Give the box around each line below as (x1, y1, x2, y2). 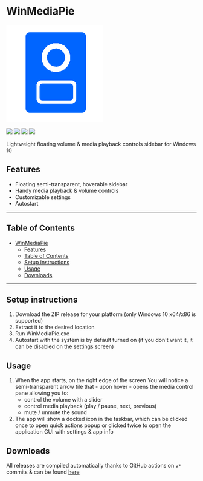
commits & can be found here (6, 468, 80, 476)
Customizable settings (14, 193, 71, 201)
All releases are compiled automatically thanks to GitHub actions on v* (6, 462, 181, 469)
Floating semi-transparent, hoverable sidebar (14, 180, 128, 187)
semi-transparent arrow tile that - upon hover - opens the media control (14, 383, 194, 391)
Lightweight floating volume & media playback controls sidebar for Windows (6, 140, 196, 147)
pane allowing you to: (14, 389, 69, 397)
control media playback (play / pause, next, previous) (24, 402, 157, 410)
